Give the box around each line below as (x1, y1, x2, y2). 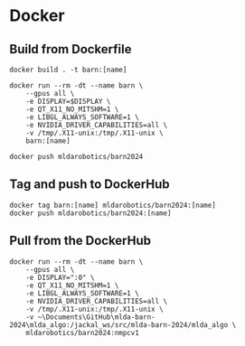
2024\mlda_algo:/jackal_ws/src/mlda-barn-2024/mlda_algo (9, 320, 229, 330)
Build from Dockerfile (9, 42, 132, 57)
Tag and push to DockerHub (9, 177, 170, 192)
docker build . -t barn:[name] (9, 65, 127, 74)
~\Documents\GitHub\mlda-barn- (37, 313, 155, 322)
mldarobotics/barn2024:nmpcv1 (25, 328, 140, 337)
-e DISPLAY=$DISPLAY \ (25, 97, 111, 106)
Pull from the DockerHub (9, 233, 152, 248)
